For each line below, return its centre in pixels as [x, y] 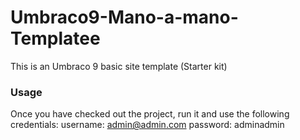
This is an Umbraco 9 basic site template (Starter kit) [119, 66]
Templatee [55, 38]
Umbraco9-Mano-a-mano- [124, 17]
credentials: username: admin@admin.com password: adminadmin [147, 125]
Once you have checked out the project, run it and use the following [150, 114]
